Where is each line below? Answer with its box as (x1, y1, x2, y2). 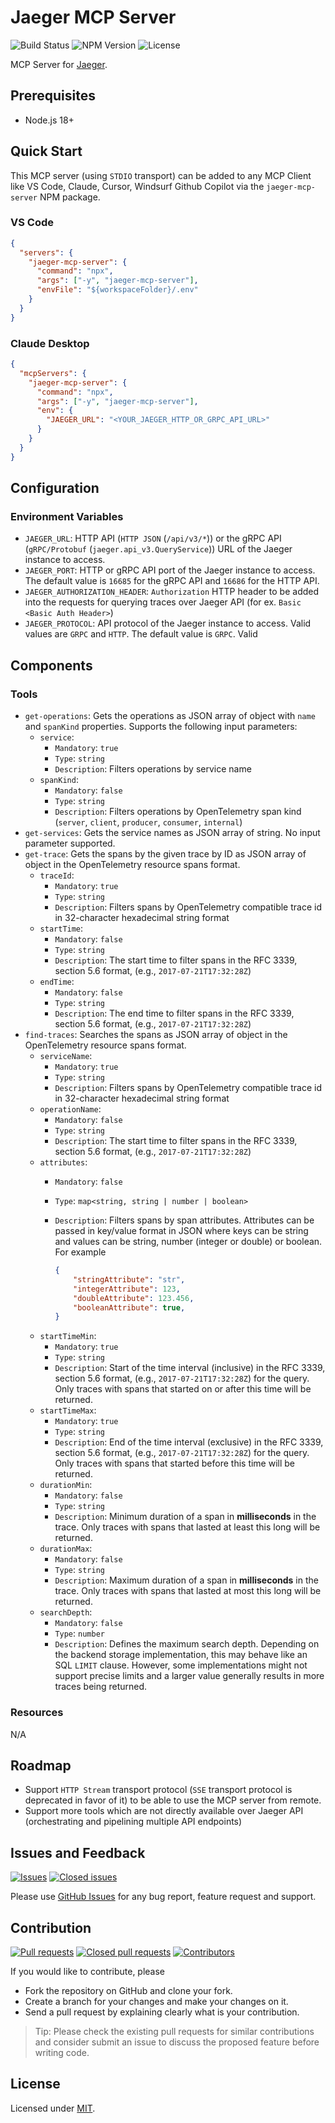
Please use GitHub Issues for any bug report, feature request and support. (10, 1891, 317, 1903)
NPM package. (39, 191, 101, 203)
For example (54, 1246, 107, 1258)
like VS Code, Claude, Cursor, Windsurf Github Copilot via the (10, 180, 265, 192)
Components (10, 657, 93, 674)
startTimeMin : (39, 1330, 97, 1342)
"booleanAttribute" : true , (73, 1302, 186, 1313)
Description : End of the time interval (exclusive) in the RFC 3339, (54, 1436, 324, 1448)
